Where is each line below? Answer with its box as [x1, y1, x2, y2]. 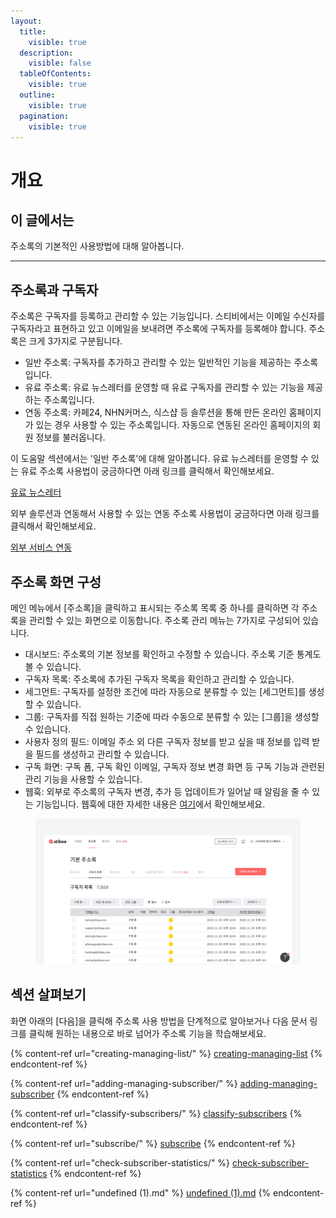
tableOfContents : [19, 69, 92, 79]
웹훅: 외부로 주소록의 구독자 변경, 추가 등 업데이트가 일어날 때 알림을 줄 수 [24, 786, 310, 797]
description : [19, 48, 74, 58]
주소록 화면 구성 [10, 573, 102, 590]
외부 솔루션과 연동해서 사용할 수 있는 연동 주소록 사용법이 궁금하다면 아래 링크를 [10, 508, 320, 520]
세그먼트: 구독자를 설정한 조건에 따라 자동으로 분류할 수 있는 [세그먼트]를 [24, 686, 307, 697]
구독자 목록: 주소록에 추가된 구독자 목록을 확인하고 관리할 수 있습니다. [24, 673, 295, 685]
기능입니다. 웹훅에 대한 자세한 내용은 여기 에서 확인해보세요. [35, 798, 266, 810]
